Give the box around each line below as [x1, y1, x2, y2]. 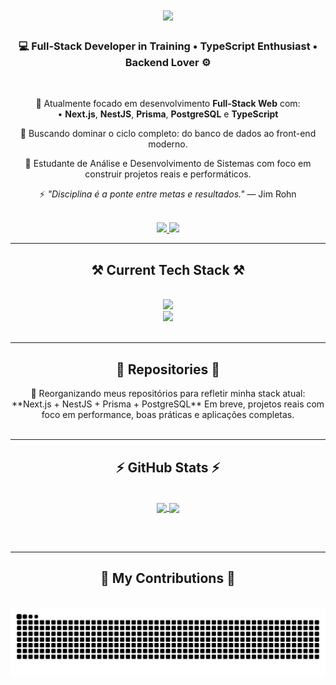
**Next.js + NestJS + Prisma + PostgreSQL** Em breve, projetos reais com [11, 398, 325, 410]
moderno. [148, 138, 188, 150]
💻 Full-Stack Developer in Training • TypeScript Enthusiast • [18, 39, 318, 53]
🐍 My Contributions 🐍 [100, 570, 236, 587]
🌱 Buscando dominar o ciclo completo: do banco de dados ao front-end [19, 128, 317, 140]
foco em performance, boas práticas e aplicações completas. [41, 409, 295, 421]
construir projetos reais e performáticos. [84, 168, 252, 180]
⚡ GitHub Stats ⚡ [115, 459, 221, 476]
